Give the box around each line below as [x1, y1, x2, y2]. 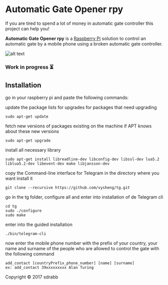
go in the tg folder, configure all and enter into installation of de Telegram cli [5, 194, 163, 200]
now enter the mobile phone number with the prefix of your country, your [5, 240, 158, 246]
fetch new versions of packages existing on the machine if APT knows [5, 123, 152, 129]
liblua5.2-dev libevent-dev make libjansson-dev [5, 161, 110, 166]
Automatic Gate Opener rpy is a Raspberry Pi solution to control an [5, 35, 146, 41]
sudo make [5, 212, 26, 218]
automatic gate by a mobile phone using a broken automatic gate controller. [5, 40, 163, 46]
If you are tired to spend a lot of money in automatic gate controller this [5, 20, 153, 26]
